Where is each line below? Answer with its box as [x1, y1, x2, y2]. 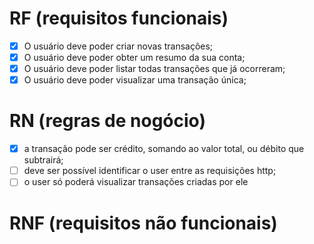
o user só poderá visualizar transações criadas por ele [23, 176, 249, 188]
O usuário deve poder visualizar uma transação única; [23, 74, 247, 86]
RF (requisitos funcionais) [9, 7, 229, 30]
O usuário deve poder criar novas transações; [23, 40, 214, 52]
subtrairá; [23, 154, 64, 166]
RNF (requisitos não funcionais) [9, 212, 278, 234]
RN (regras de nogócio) [9, 110, 206, 132]
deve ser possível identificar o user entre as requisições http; [23, 165, 277, 177]
